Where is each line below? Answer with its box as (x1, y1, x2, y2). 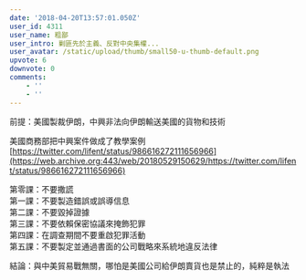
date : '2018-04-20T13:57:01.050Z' (9, 13, 142, 23)
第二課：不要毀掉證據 (9, 206, 90, 217)
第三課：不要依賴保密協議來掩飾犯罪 (9, 218, 146, 229)
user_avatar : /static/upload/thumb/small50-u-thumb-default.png (9, 47, 259, 57)
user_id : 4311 (9, 22, 64, 31)
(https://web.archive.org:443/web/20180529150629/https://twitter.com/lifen (9, 155, 297, 166)
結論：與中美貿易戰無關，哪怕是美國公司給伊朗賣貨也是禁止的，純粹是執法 (9, 260, 290, 271)
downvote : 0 (9, 65, 55, 74)
